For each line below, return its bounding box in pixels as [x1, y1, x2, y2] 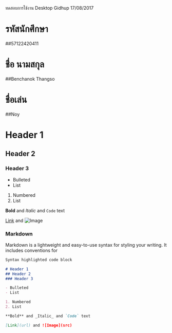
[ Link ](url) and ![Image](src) [5, 323, 72, 328]
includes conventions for [5, 247, 58, 253]
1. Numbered [5, 300, 31, 305]
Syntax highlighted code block [5, 257, 72, 262]
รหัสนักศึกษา [5, 23, 48, 35]
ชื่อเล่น [5, 94, 27, 105]
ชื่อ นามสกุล [5, 59, 45, 70]
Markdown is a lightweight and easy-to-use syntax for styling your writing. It [5, 242, 167, 248]
